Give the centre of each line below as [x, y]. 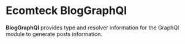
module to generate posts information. [54, 34]
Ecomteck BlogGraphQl [66, 11]
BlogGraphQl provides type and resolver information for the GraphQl [92, 28]
